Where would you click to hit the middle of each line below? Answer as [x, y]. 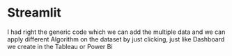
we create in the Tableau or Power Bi [60, 46]
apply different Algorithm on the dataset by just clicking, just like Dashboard [116, 39]
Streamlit [34, 13]
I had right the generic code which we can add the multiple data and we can [116, 32]
